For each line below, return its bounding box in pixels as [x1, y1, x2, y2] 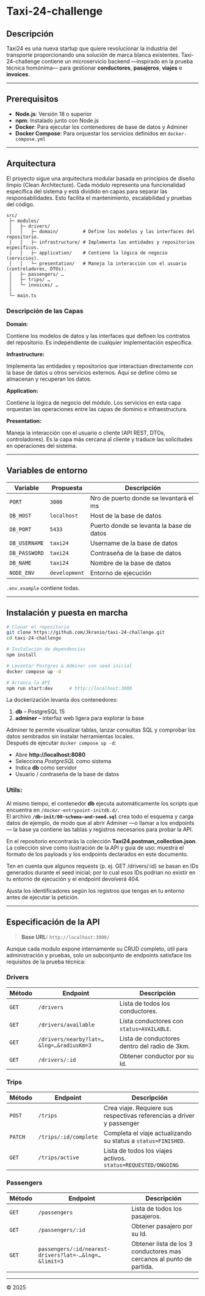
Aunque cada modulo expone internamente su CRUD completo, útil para [6, 945, 188, 952]
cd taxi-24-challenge [6, 635, 62, 641]
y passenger [103, 1119, 140, 1128]
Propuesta [51, 483, 83, 492]
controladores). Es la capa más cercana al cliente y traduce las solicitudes [6, 435, 193, 443]
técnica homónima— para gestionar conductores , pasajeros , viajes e [6, 64, 182, 71]
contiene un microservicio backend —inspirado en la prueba [41, 58, 193, 65]
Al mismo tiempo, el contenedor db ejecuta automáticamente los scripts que [6, 799, 198, 807]
